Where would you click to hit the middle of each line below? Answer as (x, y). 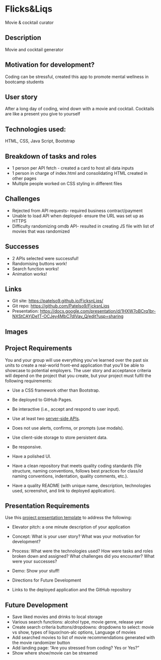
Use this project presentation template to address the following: (68, 518)
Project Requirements (39, 349)
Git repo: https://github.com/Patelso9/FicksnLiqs (61, 306)
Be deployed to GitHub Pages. (42, 399)
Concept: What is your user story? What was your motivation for (76, 536)
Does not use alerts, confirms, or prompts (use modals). (68, 428)
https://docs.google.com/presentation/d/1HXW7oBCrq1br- (98, 311)
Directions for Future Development (47, 580)
